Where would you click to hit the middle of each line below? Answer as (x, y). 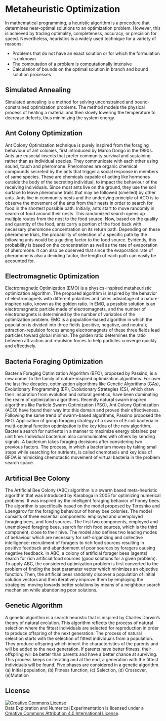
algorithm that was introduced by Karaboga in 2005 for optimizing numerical (83, 495)
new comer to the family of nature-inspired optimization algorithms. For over (83, 379)
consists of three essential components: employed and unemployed (74, 516)
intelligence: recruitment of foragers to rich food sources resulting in (75, 543)
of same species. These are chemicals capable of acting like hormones (78, 177)
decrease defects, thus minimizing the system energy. (60, 118)
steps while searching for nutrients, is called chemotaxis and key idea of (79, 452)
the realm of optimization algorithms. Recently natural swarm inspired (76, 400)
